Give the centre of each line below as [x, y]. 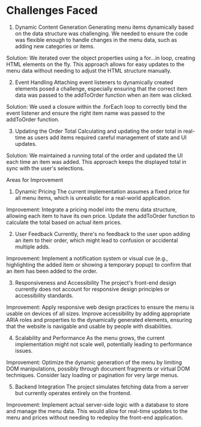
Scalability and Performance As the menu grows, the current [90, 338]
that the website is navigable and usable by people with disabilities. [89, 326]
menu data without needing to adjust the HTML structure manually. [89, 70]
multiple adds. [32, 246]
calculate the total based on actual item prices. [64, 222]
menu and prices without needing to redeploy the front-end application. [95, 417]
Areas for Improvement [35, 180]
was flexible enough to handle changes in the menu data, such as [96, 40]
